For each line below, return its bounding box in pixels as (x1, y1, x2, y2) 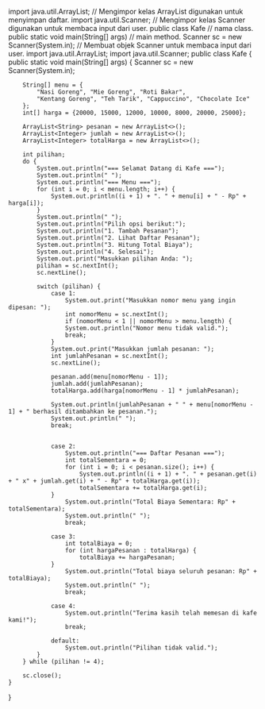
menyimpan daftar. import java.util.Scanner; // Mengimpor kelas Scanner (8, 15, 246, 25)
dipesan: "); (8, 303, 52, 311)
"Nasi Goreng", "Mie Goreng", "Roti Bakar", (36, 88, 186, 96)
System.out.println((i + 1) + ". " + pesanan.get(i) (79, 470, 258, 478)
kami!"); (8, 616, 37, 624)
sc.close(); (22, 672, 62, 680)
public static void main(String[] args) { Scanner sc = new (8, 57, 194, 67)
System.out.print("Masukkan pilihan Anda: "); (36, 255, 194, 263)
